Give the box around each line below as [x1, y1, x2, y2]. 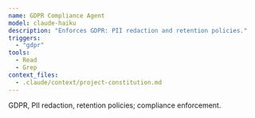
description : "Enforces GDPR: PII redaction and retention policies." [8, 26, 248, 34]
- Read [15, 57, 37, 65]
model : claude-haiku [8, 19, 77, 27]
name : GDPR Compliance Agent [8, 11, 105, 20]
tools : [8, 49, 30, 57]
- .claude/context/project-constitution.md [15, 78, 162, 86]
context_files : [8, 71, 59, 79]
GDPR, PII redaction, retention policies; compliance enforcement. [8, 100, 222, 110]
